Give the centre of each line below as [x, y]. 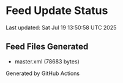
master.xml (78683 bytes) [47, 61]
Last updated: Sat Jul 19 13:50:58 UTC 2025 [61, 27]
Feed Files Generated [47, 47]
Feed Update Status [57, 11]
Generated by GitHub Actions [43, 73]
